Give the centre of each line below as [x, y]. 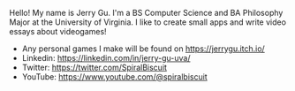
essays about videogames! [58, 31]
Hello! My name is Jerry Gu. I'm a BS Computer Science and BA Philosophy [146, 13]
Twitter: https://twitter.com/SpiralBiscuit [95, 67]
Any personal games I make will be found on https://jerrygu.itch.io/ [143, 49]
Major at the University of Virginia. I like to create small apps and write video [148, 22]
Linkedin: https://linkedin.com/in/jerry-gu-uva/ [106, 58]
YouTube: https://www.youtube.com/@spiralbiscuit [114, 77]
